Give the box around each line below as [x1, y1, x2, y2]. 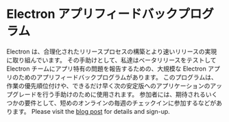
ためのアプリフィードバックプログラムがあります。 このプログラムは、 [18, 73, 217, 81]
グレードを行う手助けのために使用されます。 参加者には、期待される [12, 90, 206, 98]
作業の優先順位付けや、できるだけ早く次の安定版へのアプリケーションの [6, 82, 210, 90]
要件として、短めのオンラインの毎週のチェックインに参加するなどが [24, 99, 217, 107]
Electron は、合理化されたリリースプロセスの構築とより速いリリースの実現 [6, 47, 217, 56]
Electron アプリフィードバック [6, 6, 178, 22]
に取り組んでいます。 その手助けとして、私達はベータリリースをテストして [6, 56, 217, 64]
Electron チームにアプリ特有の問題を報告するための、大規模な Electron [6, 64, 206, 73]
